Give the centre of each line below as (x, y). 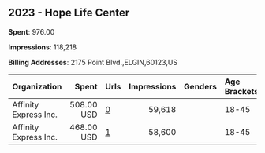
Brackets (241, 91)
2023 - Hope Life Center (69, 13)
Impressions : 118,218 (43, 47)
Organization (37, 86)
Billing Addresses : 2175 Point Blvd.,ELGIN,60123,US (93, 62)
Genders (200, 86)
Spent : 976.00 (32, 31)
